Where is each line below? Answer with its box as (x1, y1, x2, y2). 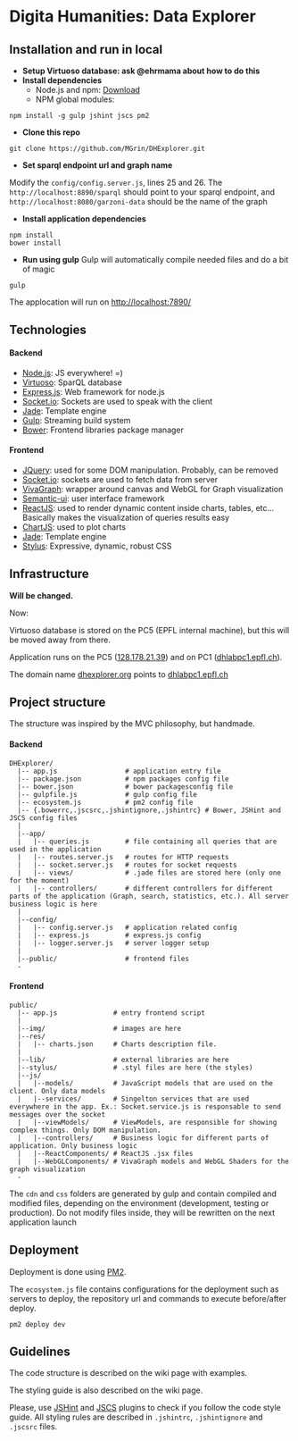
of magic (21, 264, 55, 274)
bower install (9, 239, 62, 247)
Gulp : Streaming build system (21, 415, 131, 425)
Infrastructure (9, 566, 89, 582)
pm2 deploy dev (9, 1320, 66, 1328)
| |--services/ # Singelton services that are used (17, 1094, 250, 1103)
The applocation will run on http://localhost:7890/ (9, 297, 192, 307)
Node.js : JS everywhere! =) (21, 367, 123, 378)
